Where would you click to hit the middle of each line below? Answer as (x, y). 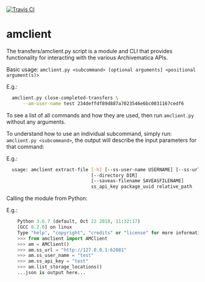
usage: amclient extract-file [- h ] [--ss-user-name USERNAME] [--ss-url (106, 169)
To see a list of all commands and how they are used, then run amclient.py (100, 115)
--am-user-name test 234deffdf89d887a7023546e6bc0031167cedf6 (103, 103)
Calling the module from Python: (47, 198)
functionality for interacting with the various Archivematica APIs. (87, 58)
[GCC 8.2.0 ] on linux (45, 227)
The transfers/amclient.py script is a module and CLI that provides (89, 51)
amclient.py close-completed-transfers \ (65, 98)
